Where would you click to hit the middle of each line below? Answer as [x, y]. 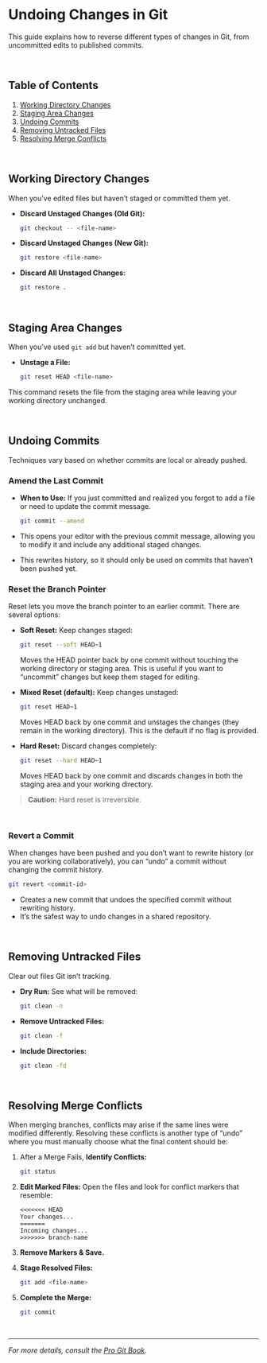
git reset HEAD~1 [48, 707]
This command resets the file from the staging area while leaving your [123, 392]
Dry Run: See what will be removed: [79, 991]
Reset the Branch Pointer [57, 588]
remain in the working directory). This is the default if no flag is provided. [139, 730]
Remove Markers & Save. [62, 1252]
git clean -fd [43, 1066]
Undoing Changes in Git [88, 15]
